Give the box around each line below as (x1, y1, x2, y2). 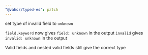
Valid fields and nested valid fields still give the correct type (5, 44, 126, 50)
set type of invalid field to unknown (5, 20, 73, 26)
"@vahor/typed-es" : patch (5, 7, 58, 12)
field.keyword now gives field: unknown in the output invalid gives (5, 30, 144, 36)
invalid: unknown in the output (5, 35, 67, 41)
